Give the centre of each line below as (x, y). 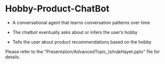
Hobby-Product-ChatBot (57, 9)
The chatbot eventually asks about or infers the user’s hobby (75, 32)
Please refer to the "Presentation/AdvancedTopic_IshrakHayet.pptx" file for (82, 51)
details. (13, 57)
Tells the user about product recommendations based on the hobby (82, 42)
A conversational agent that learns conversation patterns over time (81, 22)
